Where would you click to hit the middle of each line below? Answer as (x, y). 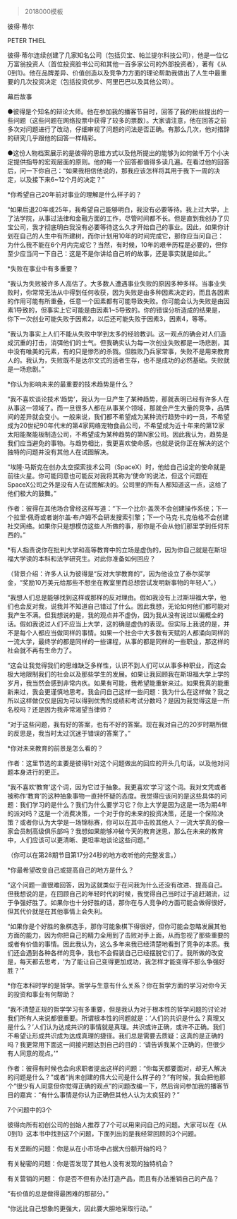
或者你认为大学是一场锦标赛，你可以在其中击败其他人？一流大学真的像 (121, 823)
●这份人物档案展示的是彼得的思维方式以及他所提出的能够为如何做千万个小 (115, 153)
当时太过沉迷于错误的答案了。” (87, 734)
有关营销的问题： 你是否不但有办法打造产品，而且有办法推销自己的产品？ (113, 1179)
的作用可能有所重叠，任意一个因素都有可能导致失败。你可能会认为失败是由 (115, 301)
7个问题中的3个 (30, 1110)
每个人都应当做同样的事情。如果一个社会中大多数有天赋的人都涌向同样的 (124, 633)
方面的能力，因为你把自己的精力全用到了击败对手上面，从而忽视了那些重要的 (119, 935)
